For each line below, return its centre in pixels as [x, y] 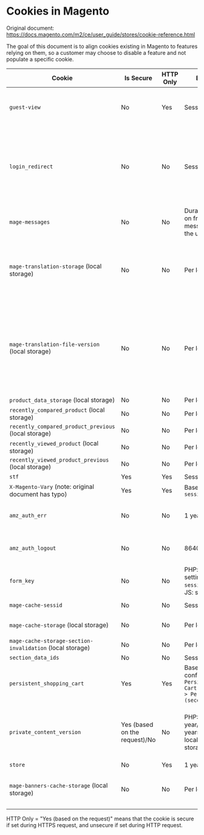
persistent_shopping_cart [47, 683]
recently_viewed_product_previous [59, 460]
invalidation [28, 648]
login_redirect [31, 166]
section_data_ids [34, 657]
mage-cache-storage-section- [51, 641]
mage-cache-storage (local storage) [59, 625]
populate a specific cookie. [40, 59]
